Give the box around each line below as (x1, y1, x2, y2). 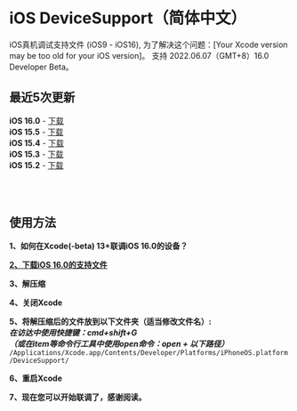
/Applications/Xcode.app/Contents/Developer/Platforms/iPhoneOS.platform (9, 348, 289, 357)
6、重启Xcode (9, 373, 63, 383)
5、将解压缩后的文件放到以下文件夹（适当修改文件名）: (9, 316, 212, 326)
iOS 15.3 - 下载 (9, 149, 64, 159)
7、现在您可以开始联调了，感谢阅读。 (9, 391, 147, 402)
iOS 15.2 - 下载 (9, 159, 64, 170)
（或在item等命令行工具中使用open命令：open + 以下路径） (9, 338, 229, 349)
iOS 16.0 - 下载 (9, 115, 64, 125)
